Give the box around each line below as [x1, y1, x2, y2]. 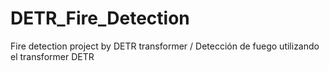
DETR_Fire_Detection [10, 7, 190, 30]
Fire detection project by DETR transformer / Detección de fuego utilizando [10, 40, 320, 52]
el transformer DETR [10, 50, 95, 62]
